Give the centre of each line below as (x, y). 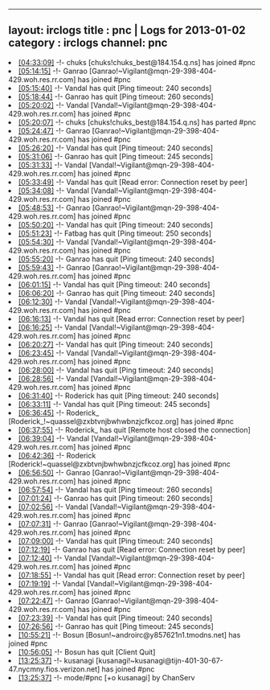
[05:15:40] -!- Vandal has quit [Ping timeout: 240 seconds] (115, 88)
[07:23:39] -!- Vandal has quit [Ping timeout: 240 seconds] (116, 618)
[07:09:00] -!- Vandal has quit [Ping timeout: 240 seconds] (116, 540)
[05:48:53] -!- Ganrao (55, 207)
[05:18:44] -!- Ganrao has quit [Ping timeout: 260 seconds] (117, 97)
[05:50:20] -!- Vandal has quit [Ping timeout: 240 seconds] (116, 224)
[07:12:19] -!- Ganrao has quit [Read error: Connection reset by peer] (132, 549)
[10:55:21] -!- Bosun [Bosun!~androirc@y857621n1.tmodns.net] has (130, 635)
